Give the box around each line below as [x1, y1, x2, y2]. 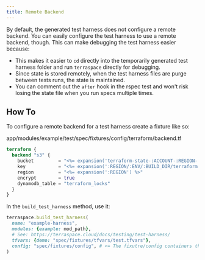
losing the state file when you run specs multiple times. [15, 89, 154, 96]
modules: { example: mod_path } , [12, 226, 92, 232]
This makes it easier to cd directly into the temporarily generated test [15, 57, 188, 64]
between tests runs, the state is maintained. [15, 76, 125, 83]
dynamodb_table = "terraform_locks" [17, 180, 111, 186]
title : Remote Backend [6, 9, 64, 15]
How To [6, 107, 36, 118]
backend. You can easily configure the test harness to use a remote [6, 32, 176, 40]
